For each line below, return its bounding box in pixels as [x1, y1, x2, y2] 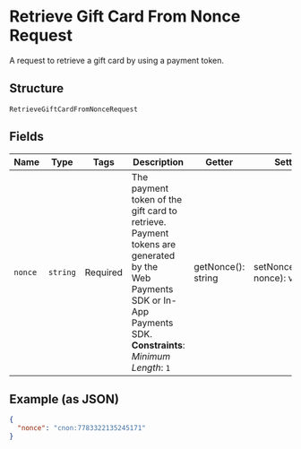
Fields [9, 129, 45, 144]
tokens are [131, 237, 176, 250]
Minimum [131, 350, 171, 362]
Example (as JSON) [9, 392, 119, 407]
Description [133, 155, 185, 168]
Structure [9, 81, 64, 96]
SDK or [131, 294, 161, 307]
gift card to [131, 204, 177, 217]
